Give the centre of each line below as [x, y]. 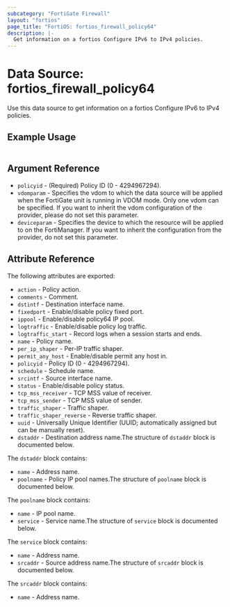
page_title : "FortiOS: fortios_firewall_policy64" [82, 26]
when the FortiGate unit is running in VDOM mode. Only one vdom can [118, 200]
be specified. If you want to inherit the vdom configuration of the [110, 207]
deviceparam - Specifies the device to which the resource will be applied [120, 222]
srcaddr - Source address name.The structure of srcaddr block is [110, 562]
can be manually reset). [51, 429]
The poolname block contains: [49, 500]
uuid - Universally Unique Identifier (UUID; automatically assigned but [117, 423]
